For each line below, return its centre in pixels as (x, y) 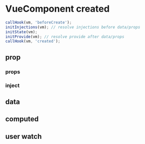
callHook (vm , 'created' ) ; (33, 41)
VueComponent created (57, 9)
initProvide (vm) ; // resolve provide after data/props (65, 37)
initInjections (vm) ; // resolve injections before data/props (73, 27)
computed (22, 119)
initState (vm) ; (21, 32)
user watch (23, 136)
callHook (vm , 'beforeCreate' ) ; (39, 22)
